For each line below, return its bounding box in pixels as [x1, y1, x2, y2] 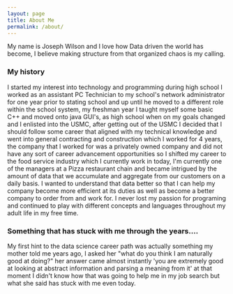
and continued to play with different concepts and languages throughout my [7, 201, 226, 210]
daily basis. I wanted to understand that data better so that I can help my [7, 179, 216, 187]
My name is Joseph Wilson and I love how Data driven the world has [7, 42, 204, 51]
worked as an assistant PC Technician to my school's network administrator [7, 90, 225, 98]
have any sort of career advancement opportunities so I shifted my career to [7, 149, 227, 157]
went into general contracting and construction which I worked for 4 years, [7, 134, 223, 143]
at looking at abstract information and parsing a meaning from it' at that [7, 264, 213, 272]
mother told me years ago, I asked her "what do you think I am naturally [7, 249, 213, 258]
